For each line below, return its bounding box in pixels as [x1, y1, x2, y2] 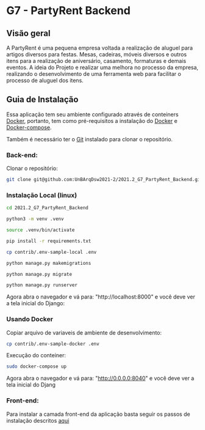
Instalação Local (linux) [6, 191, 77, 199]
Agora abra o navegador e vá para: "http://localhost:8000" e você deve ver [6, 293, 195, 300]
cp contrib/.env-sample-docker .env [6, 341, 99, 347]
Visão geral [6, 28, 51, 39]
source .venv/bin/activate [6, 227, 75, 233]
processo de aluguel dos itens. [6, 77, 84, 84]
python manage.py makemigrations [6, 260, 92, 266]
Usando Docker [6, 315, 54, 324]
